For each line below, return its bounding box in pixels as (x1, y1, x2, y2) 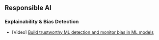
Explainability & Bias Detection (4, 18, 79, 25)
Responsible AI (4, 4, 52, 12)
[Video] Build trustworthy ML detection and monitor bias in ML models (11, 29, 154, 35)
